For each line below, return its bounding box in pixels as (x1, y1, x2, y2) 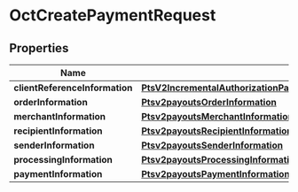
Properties (9, 41, 69, 56)
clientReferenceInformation (13, 81, 133, 94)
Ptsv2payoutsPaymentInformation (141, 168, 290, 180)
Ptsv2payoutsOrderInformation (141, 96, 277, 108)
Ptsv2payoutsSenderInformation (141, 139, 284, 151)
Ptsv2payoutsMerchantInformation (141, 111, 294, 122)
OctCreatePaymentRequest (9, 5, 216, 26)
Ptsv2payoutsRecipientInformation (141, 125, 293, 137)
